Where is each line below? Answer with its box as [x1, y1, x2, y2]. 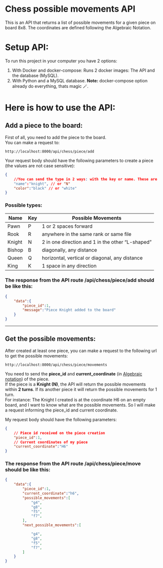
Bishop [7, 246, 23, 253]
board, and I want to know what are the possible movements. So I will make [5, 402, 156, 408]
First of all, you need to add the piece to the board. [5, 134, 107, 140]
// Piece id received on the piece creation [14, 431, 105, 435]
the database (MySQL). [12, 72, 59, 78]
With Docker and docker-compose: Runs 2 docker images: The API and [12, 67, 155, 73]
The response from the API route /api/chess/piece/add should [5, 277, 154, 284]
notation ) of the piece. [5, 376, 49, 382]
